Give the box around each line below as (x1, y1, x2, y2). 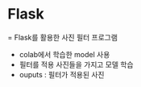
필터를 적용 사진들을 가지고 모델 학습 (19, 60, 134, 69)
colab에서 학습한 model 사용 (19, 49, 110, 59)
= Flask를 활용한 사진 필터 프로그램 (7, 32, 118, 42)
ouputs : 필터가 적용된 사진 (19, 69, 105, 79)
